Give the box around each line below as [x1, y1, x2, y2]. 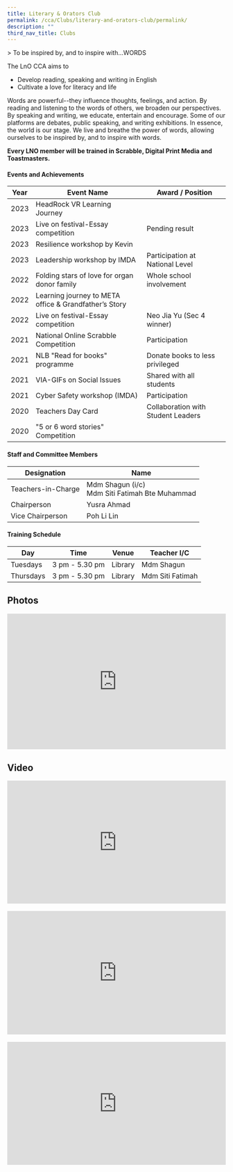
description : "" [7, 23, 54, 30]
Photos [7, 595, 39, 607]
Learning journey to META [35, 291, 121, 300]
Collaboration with [146, 402, 206, 412]
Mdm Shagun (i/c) [86, 479, 146, 489]
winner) [146, 319, 172, 329]
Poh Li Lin [86, 511, 119, 520]
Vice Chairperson [10, 511, 68, 520]
